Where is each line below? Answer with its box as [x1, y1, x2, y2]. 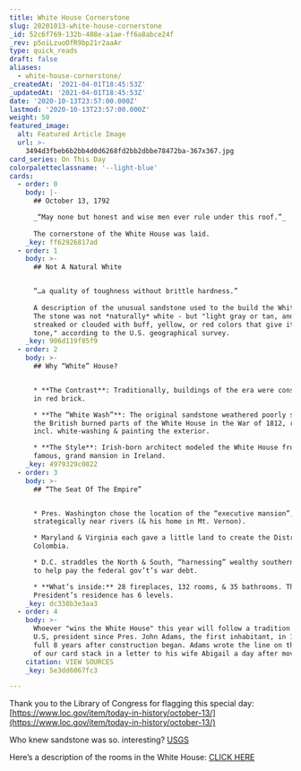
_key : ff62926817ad [25, 238, 99, 247]
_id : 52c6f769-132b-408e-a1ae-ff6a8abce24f [9, 30, 175, 39]
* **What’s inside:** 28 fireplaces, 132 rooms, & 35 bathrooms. [32, 582, 282, 592]
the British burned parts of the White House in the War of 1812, [32, 419, 287, 428]
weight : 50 [9, 113, 50, 122]
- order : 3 [17, 468, 58, 477]
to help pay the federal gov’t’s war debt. [32, 566, 199, 575]
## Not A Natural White [32, 263, 123, 272]
